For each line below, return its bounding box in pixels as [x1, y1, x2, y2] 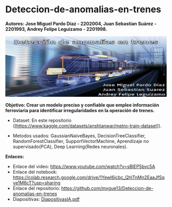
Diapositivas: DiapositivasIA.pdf [12, 196, 80, 202]
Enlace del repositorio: [12, 185, 60, 191]
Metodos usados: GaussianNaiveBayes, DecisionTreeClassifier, [12, 132, 146, 139]
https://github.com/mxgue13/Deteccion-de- [61, 185, 154, 191]
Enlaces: [5, 153, 25, 159]
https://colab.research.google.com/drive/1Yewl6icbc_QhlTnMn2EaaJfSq [12, 174, 165, 180]
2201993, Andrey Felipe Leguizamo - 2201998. [5, 26, 107, 32]
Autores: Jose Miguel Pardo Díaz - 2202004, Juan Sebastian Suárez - [5, 20, 157, 27]
